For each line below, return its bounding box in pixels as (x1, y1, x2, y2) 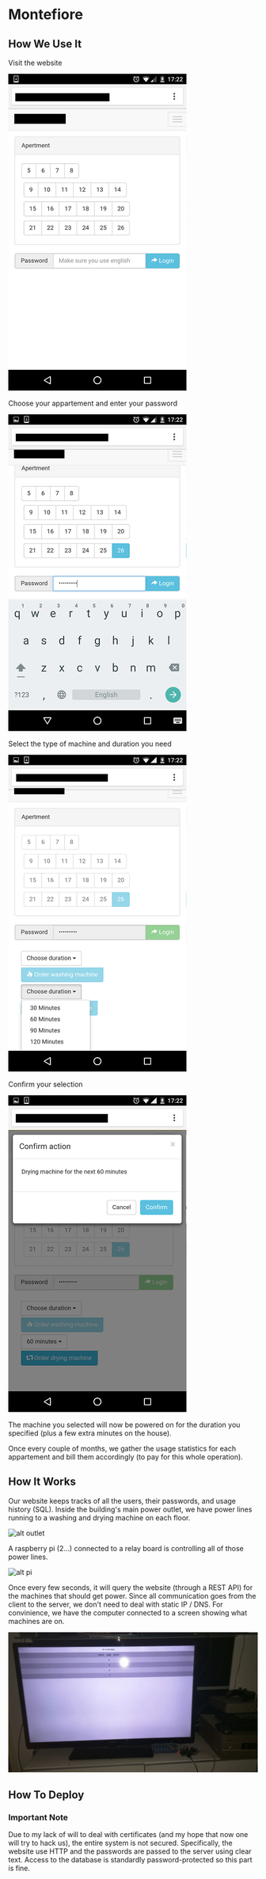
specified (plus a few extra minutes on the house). (8, 1428, 172, 1438)
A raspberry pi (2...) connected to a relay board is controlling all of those (8, 1543, 244, 1553)
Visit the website (8, 58, 63, 67)
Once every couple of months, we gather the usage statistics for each (8, 1443, 236, 1453)
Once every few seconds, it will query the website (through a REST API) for (8, 1582, 253, 1592)
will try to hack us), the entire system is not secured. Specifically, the (8, 1839, 233, 1847)
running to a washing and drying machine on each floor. (8, 1512, 191, 1522)
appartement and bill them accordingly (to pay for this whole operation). (8, 1452, 243, 1462)
